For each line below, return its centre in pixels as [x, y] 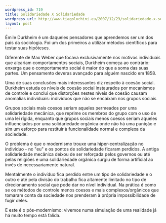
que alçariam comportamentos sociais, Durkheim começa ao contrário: [77, 63]
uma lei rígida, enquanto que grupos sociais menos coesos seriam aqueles [81, 118]
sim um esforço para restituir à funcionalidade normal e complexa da [75, 129]
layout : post [19, 23]
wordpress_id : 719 [24, 10]
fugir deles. [17, 201]
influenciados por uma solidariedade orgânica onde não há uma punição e [81, 124]
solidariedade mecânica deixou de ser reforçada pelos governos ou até [78, 154]
